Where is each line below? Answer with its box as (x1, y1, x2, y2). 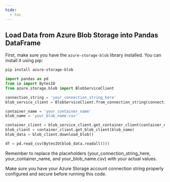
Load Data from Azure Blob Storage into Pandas (5, 31, 158, 39)
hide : (5, 7, 17, 13)
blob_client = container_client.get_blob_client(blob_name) (5, 127, 135, 132)
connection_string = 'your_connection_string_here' (5, 95, 116, 100)
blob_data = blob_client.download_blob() (5, 132, 94, 137)
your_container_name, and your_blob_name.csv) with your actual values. (5, 155, 157, 162)
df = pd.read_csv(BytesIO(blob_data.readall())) (5, 141, 110, 146)
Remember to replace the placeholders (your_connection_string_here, (5, 150, 151, 156)
